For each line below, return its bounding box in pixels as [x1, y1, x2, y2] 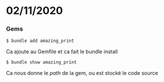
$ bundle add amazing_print [6, 38, 75, 44]
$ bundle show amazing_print [6, 59, 77, 65]
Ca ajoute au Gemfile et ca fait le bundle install [6, 48, 118, 55]
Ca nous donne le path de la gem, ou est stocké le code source [6, 70, 159, 77]
